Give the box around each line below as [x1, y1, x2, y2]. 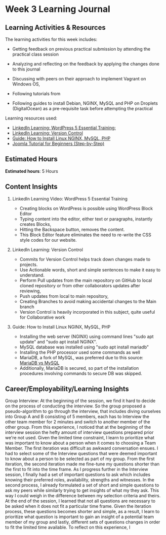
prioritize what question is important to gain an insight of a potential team [5, 514, 154, 520]
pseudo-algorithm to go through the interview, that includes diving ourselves [5, 408, 161, 414]
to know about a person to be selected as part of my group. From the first [5, 456, 155, 462]
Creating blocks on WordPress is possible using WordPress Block [19, 205, 153, 211]
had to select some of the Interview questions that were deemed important [5, 451, 157, 457]
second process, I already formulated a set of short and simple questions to [5, 482, 160, 488]
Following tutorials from [12, 91, 61, 96]
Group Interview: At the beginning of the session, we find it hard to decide [5, 398, 156, 404]
